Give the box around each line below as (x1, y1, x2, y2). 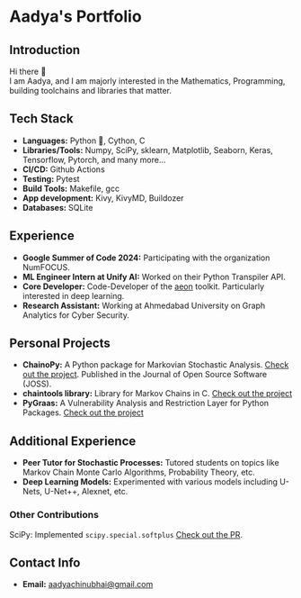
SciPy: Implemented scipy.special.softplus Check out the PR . (9, 529, 243, 539)
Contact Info (9, 555, 81, 570)
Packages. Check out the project (22, 407, 144, 418)
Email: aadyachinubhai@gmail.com (22, 579, 154, 590)
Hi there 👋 (9, 66, 47, 77)
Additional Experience (9, 433, 137, 448)
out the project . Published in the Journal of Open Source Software (22, 369, 268, 380)
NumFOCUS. (22, 261, 70, 272)
